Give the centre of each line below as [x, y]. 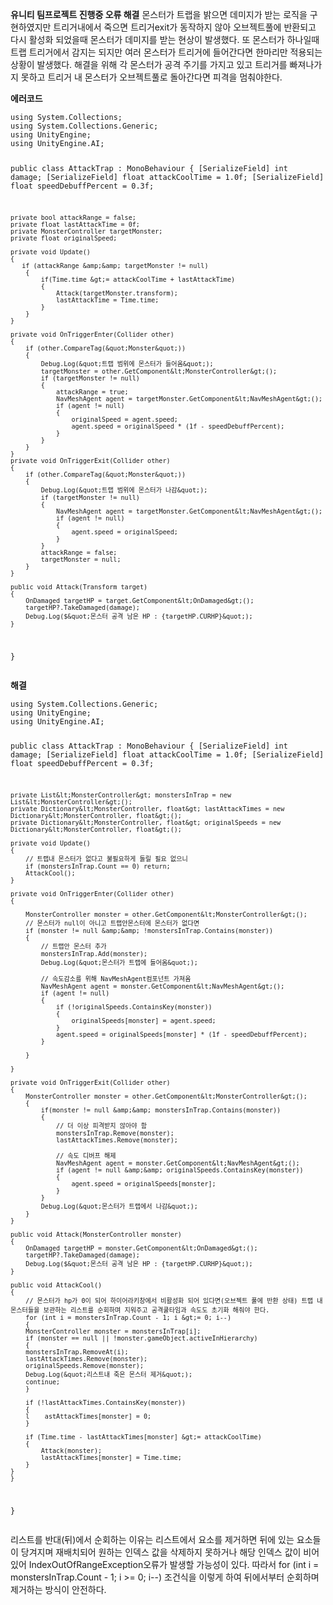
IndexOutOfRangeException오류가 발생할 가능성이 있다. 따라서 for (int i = [174, 1565]
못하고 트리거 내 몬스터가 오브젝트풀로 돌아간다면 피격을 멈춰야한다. [151, 77]
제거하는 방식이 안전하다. [58, 1590]
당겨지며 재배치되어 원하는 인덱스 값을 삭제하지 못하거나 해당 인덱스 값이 [161, 1552]
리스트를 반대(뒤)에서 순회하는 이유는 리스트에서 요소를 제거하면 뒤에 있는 [152, 1540]
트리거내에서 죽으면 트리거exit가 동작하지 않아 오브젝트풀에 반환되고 [185, 27]
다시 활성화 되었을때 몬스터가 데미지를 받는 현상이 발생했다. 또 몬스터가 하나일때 [165, 39]
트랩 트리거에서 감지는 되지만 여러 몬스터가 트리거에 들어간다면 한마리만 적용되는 [166, 52]
